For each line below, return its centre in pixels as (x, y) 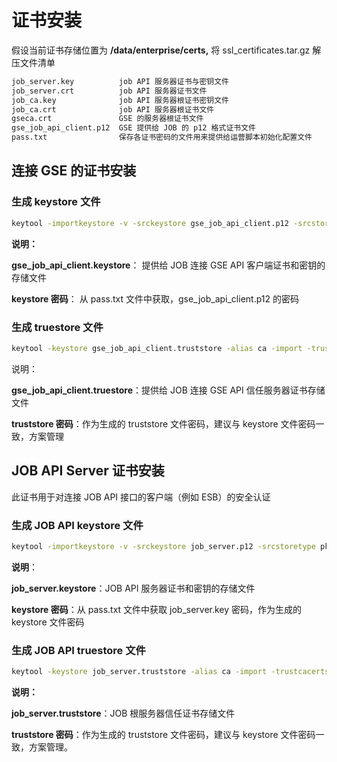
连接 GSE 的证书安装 (74, 171)
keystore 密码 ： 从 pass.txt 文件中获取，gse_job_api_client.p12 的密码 (155, 298)
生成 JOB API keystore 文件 (77, 525)
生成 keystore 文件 (56, 202)
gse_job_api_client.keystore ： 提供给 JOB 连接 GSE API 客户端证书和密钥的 (168, 265)
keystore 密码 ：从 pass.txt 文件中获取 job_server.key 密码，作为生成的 (157, 609)
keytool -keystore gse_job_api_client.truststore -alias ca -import (157, 348)
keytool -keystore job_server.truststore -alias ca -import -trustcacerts (170, 672)
